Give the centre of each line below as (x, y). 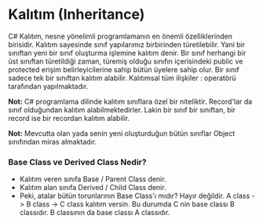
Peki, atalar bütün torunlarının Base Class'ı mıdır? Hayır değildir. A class (135, 196)
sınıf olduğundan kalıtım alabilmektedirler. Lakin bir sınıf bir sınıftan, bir (122, 110)
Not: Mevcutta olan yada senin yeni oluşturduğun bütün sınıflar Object (122, 133)
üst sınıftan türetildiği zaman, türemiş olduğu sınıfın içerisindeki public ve (126, 61)
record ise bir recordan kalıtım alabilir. (69, 118)
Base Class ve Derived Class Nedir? (77, 162)
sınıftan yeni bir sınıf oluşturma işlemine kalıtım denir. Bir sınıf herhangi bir (127, 53)
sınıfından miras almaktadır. (53, 141)
